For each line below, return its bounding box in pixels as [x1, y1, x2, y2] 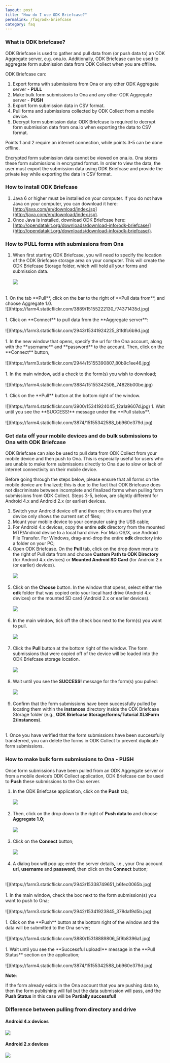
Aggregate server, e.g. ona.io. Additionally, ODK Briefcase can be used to [5, 56, 159, 62]
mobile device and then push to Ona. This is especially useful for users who [5, 456, 164, 462]
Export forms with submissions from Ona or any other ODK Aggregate [12, 81, 159, 87]
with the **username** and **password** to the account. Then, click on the [5, 344, 164, 350]
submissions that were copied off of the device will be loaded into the [12, 651, 158, 657]
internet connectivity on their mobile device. [5, 466, 97, 473]
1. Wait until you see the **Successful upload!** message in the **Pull [5, 946, 155, 952]
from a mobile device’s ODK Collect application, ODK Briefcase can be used [5, 773, 164, 779]
